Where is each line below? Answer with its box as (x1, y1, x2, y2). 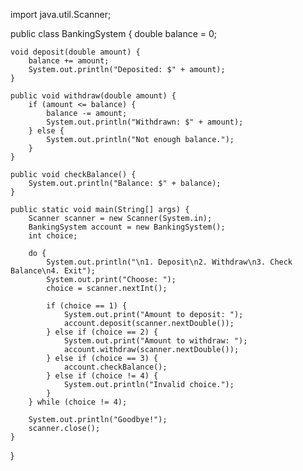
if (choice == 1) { (46, 301, 128, 311)
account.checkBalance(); (63, 362, 168, 372)
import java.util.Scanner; (10, 9, 112, 20)
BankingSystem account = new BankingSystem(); (28, 222, 226, 232)
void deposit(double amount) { (10, 47, 141, 57)
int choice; (28, 231, 78, 241)
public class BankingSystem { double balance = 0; (10, 28, 218, 39)
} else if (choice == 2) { (46, 327, 159, 337)
